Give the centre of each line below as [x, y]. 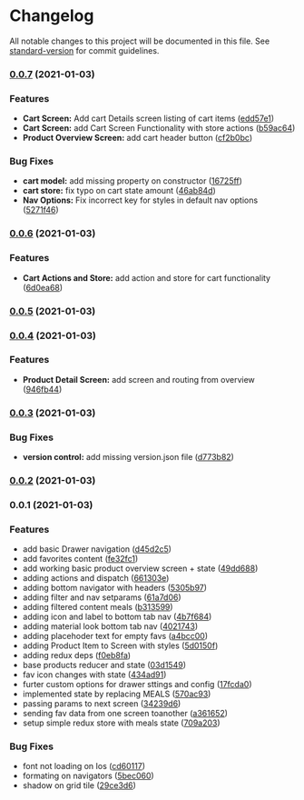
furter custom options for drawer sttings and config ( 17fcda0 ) [137, 685]
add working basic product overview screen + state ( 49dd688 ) [140, 568]
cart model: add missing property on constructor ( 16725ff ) [132, 181]
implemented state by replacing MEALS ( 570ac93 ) [117, 694]
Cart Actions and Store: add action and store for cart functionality [146, 277]
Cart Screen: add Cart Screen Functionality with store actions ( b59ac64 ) [159, 128]
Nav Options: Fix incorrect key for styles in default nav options [140, 200]
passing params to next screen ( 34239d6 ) [102, 704]
